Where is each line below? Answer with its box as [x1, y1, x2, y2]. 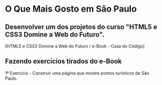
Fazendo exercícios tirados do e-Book [5, 57, 122, 66]
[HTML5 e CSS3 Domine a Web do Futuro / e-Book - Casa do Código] [5, 43, 145, 49]
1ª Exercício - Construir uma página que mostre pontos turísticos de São [5, 70, 149, 76]
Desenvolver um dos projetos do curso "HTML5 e [5, 23, 158, 31]
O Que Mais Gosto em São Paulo [5, 3, 137, 15]
